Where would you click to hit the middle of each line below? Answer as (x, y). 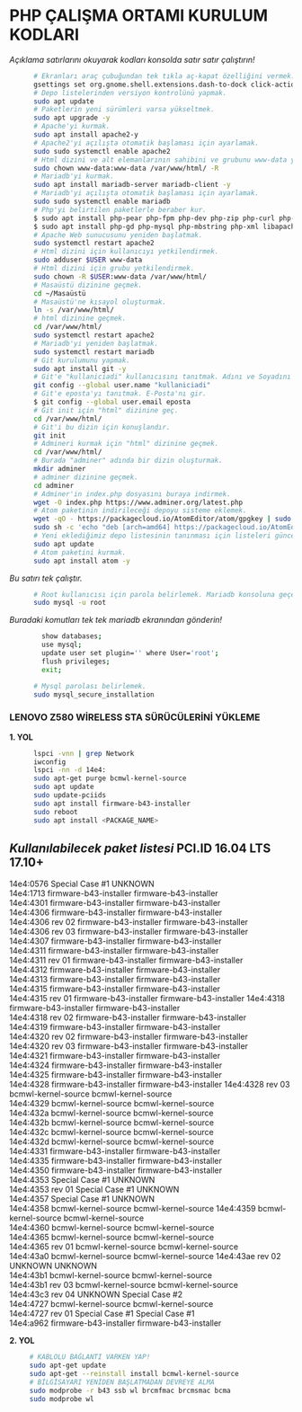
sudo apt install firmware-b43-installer (112, 804)
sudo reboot (55, 812)
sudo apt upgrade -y (71, 118)
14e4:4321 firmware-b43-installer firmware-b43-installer (115, 1056)
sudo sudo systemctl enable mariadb (102, 202)
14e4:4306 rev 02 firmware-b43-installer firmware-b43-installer (129, 922)
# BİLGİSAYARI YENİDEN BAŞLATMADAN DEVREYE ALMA (122, 1382)
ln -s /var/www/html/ (74, 310)
